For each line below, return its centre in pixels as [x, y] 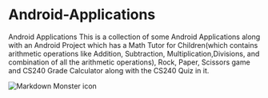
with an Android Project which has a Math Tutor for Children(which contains [133, 45]
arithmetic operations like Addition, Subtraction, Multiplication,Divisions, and [134, 53]
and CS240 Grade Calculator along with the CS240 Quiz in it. [109, 70]
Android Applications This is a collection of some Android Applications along [134, 37]
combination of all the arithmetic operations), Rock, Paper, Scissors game [129, 62]
